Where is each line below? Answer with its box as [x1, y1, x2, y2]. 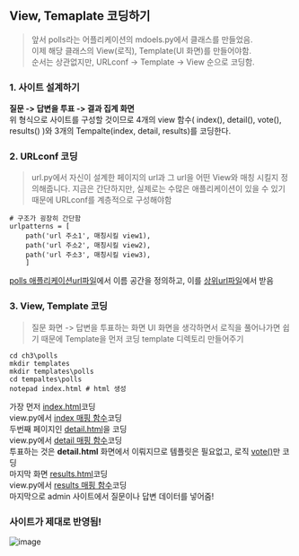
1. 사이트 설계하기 [9, 81, 81, 93]
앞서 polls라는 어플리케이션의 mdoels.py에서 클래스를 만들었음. [31, 34, 253, 45]
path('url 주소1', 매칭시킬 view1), [25, 231, 151, 240]
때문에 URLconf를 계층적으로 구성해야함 [31, 195, 172, 205]
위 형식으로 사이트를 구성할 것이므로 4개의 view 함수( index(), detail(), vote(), [9, 115, 282, 126]
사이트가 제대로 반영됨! [9, 515, 101, 527]
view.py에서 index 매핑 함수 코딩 [9, 412, 123, 423]
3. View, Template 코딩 [9, 300, 108, 312]
